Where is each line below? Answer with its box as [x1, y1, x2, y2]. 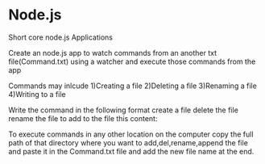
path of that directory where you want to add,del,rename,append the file [8, 137, 248, 147]
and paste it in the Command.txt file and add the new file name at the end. [8, 146, 255, 156]
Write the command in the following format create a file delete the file [8, 105, 239, 115]
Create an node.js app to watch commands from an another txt [8, 48, 217, 57]
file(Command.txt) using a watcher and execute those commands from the [8, 57, 256, 66]
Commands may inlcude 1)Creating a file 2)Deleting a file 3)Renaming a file [8, 81, 258, 90]
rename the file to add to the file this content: [8, 113, 158, 123]
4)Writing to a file [8, 89, 66, 99]
